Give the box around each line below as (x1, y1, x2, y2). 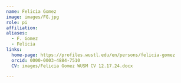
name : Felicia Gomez (6, 8, 57, 15)
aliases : (6, 30, 28, 36)
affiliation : (6, 25, 38, 31)
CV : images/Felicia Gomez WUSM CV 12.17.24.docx (11, 63, 133, 69)
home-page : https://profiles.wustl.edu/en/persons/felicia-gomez (11, 52, 176, 58)
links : (6, 47, 22, 53)
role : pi (6, 19, 28, 25)
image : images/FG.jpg (6, 14, 60, 20)
